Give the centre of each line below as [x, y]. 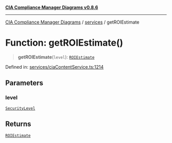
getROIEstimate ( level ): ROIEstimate [56, 57]
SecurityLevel [20, 108]
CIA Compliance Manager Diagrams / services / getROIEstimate [72, 22]
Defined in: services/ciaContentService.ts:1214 [55, 67]
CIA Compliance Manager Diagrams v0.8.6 [52, 7]
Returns [18, 124]
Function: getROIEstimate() [64, 43]
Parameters [24, 83]
